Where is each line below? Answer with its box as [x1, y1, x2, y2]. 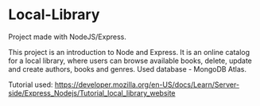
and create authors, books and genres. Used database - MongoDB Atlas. [8, 64, 246, 73]
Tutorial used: [8, 80, 53, 89]
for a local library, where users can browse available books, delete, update [8, 56, 253, 65]
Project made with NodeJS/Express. [8, 32, 127, 41]
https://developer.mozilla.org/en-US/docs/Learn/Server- [54, 80, 240, 89]
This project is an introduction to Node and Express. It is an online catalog [8, 47, 250, 57]
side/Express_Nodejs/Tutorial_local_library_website [8, 88, 177, 97]
